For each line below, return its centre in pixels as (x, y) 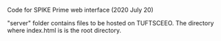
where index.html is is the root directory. (64, 30)
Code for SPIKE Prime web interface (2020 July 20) (80, 10)
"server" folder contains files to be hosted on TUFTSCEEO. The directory (111, 23)
